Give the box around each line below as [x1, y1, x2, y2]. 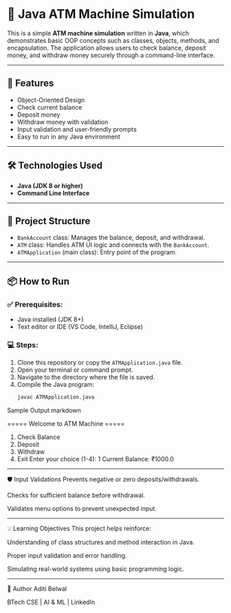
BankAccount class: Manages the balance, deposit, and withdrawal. [16, 234, 206, 242]
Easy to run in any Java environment [16, 132, 120, 141]
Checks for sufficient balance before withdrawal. [7, 491, 146, 499]
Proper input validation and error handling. [7, 552, 127, 560]
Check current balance [16, 103, 82, 111]
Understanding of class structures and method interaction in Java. [7, 538, 195, 547]
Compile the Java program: [16, 381, 95, 389]
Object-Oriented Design [16, 96, 85, 104]
